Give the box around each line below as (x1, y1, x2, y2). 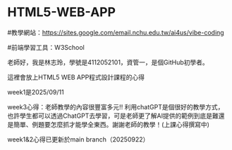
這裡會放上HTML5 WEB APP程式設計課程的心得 (7, 73, 145, 81)
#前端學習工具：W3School (7, 43, 85, 51)
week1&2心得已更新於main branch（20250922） (7, 135, 149, 144)
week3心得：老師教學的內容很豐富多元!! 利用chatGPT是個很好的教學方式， (7, 102, 224, 111)
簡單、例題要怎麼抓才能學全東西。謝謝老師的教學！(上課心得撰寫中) (13, 120, 210, 128)
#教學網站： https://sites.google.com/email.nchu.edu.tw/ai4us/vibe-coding (7, 28, 224, 36)
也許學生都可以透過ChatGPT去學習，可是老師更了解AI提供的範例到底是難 (7, 111, 219, 120)
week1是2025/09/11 (7, 88, 65, 96)
